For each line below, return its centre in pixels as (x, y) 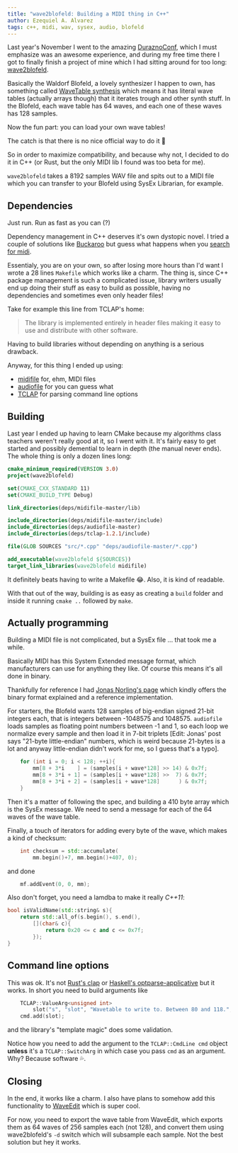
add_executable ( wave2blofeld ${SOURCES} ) (69, 559)
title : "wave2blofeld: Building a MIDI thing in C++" (89, 14)
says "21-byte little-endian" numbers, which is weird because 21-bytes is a (116, 742)
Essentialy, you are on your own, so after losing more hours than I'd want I (115, 266)
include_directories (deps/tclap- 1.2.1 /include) (79, 534)
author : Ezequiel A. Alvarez (50, 21)
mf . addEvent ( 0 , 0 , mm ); (55, 884)
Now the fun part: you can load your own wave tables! (86, 127)
